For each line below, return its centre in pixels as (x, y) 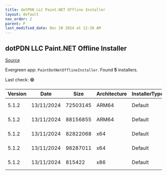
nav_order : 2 (19, 19)
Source (12, 60)
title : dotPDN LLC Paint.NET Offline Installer (55, 10)
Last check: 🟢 (20, 79)
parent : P (15, 24)
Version (17, 94)
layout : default (22, 14)
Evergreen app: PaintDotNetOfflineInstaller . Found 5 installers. (72, 69)
